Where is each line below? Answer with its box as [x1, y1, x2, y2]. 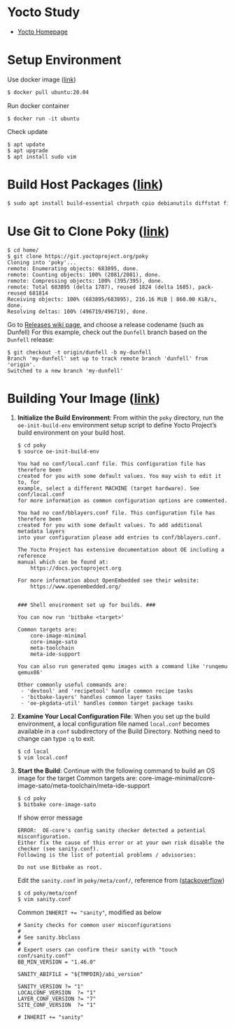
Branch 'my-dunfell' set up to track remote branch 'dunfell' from [7, 355, 208, 362]
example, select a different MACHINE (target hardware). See [17, 485, 200, 492]
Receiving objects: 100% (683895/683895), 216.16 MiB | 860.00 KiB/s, [7, 295, 218, 302]
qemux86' [17, 669, 43, 676]
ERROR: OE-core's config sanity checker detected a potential [17, 827, 206, 834]
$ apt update [7, 141, 45, 148]
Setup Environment [7, 52, 122, 68]
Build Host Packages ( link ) [7, 176, 164, 192]
